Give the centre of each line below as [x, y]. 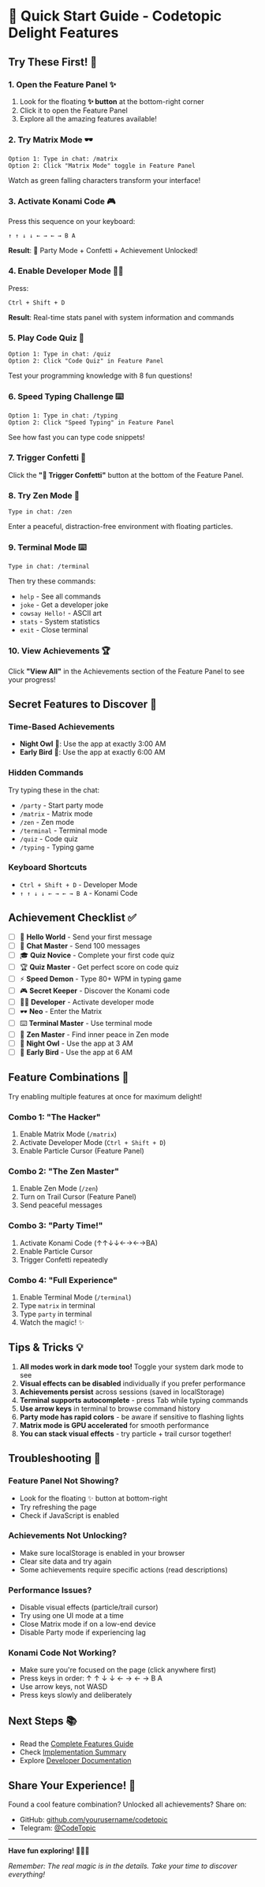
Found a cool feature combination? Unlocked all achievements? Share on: [127, 1804]
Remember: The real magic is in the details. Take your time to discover [123, 1866]
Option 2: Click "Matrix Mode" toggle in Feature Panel [102, 166]
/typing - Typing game [57, 847]
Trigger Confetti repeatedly [64, 1259]
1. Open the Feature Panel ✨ [62, 84]
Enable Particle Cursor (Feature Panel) [82, 1151]
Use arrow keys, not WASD [63, 1687]
